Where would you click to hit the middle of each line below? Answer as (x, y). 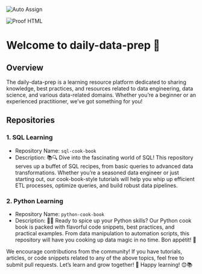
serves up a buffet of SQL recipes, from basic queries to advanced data (104, 166)
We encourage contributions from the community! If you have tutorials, (94, 251)
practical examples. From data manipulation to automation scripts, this (102, 233)
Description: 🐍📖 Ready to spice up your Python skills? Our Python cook (103, 220)
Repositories (31, 120)
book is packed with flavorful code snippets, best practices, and (95, 227)
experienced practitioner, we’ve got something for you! (74, 101)
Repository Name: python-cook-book (59, 214)
